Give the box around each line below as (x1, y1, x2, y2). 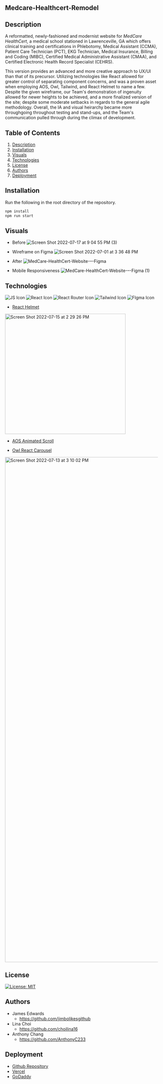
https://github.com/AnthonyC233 (19, 1036, 86, 1042)
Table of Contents (5, 128, 61, 137)
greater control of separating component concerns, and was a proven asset (5, 79, 157, 84)
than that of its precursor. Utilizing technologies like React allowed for (5, 74, 144, 80)
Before (12, 239, 26, 245)
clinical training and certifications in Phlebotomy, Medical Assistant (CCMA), (5, 44, 158, 49)
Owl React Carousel (12, 447, 52, 453)
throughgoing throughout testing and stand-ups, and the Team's (5, 110, 134, 115)
